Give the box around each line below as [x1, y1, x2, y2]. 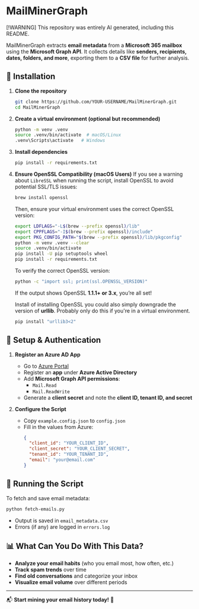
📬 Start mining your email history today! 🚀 [6, 596, 114, 604]
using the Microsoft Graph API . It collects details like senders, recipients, [6, 48, 187, 55]
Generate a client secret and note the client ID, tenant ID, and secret [23, 394, 192, 401]
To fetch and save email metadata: [6, 494, 91, 501]
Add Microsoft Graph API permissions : [23, 375, 120, 382]
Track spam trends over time [14, 566, 87, 573]
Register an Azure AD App [14, 351, 81, 358]
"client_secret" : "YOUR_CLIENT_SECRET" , [28, 446, 130, 452]
